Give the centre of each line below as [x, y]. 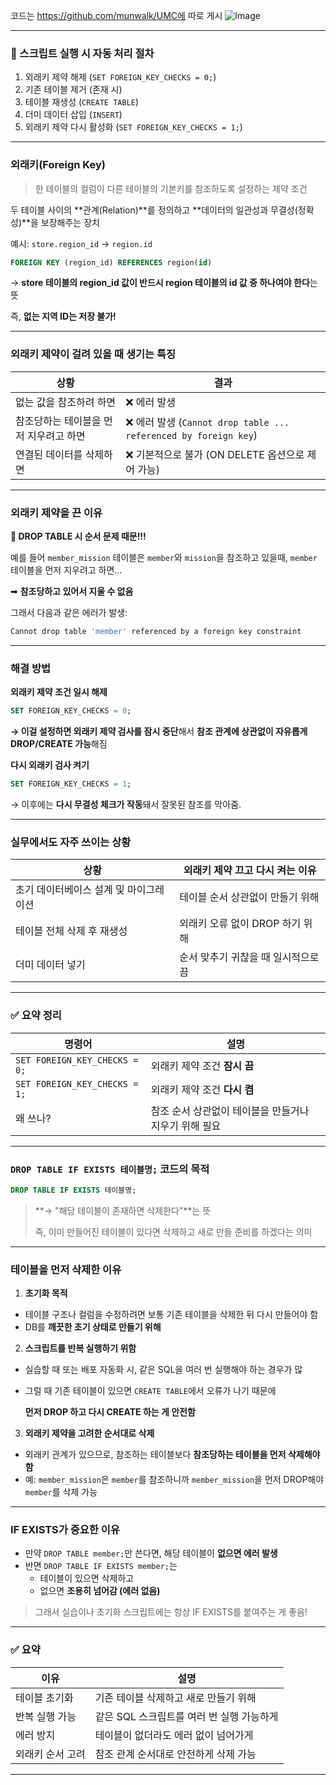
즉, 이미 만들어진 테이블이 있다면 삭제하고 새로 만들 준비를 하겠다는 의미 [173, 1231]
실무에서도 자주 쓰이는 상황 [71, 842]
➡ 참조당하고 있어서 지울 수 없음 [72, 591]
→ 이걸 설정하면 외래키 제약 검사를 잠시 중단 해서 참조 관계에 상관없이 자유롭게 [159, 731]
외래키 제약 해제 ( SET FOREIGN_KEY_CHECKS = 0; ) [120, 77]
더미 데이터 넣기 [50, 965]
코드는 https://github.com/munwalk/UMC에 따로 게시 [116, 15]
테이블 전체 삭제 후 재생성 [71, 931]
